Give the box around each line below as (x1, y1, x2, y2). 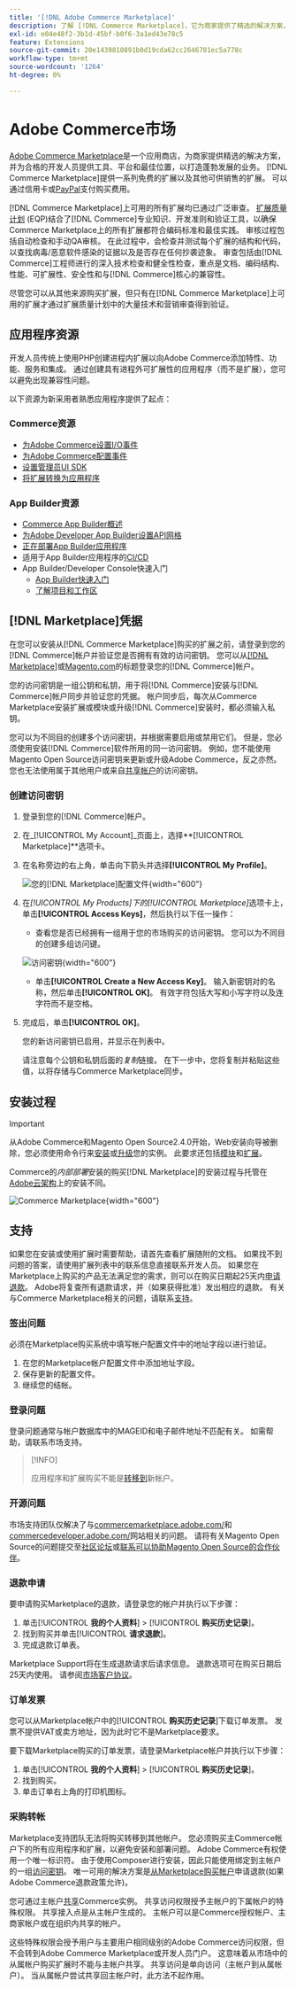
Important (9, 1118, 45, 1130)
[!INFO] (30, 1455, 58, 1465)
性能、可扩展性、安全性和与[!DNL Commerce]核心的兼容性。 (9, 268, 231, 279)
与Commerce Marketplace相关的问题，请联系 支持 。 (9, 1293, 198, 1303)
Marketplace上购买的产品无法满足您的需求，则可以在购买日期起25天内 (9, 1270, 265, 1281)
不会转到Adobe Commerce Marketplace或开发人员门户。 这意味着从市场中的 (9, 1947, 288, 1958)
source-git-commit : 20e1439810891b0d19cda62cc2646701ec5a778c (9, 46, 243, 55)
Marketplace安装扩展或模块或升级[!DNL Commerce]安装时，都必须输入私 (9, 702, 276, 712)
